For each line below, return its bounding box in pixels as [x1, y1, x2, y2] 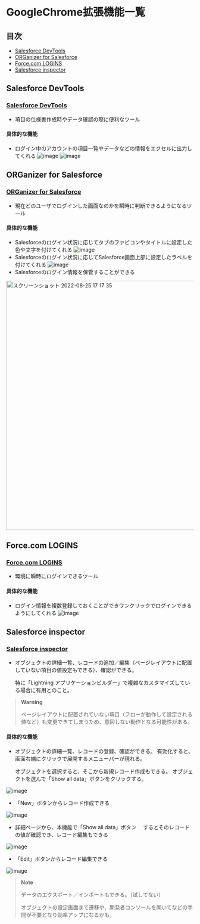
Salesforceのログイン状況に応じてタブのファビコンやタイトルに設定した [14, 238, 192, 246]
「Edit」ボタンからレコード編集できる [14, 855, 108, 862]
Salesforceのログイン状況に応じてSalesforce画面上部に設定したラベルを [14, 253, 193, 261]
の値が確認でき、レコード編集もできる [14, 831, 108, 838]
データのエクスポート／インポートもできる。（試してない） [20, 891, 164, 898]
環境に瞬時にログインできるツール [14, 573, 99, 580]
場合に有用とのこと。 [20, 687, 73, 694]
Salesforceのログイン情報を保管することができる [14, 268, 135, 275]
